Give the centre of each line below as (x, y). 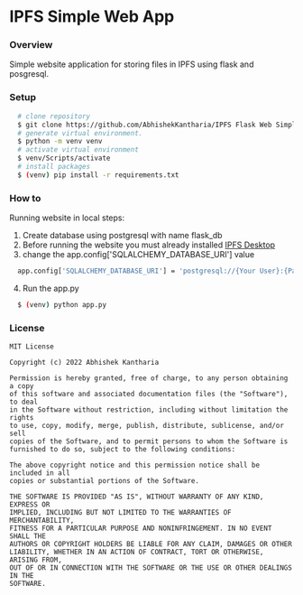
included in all (40, 473)
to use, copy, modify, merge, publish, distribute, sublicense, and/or (147, 426)
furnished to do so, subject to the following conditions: (123, 450)
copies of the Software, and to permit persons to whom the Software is (149, 442)
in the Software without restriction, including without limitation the (149, 410)
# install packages (54, 167)
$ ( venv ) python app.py (62, 304)
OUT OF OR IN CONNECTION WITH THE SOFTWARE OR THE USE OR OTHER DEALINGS (151, 568)
